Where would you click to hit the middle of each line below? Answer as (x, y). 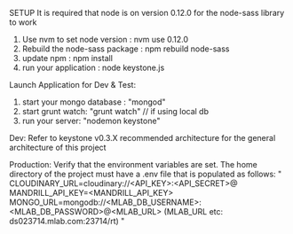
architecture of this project (58, 147)
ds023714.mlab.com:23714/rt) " (67, 221)
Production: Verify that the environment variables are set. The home (133, 164)
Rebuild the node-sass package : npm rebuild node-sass (126, 49)
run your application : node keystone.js (93, 67)
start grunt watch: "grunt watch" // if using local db (115, 111)
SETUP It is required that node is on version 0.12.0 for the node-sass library (147, 13)
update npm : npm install (67, 58)
